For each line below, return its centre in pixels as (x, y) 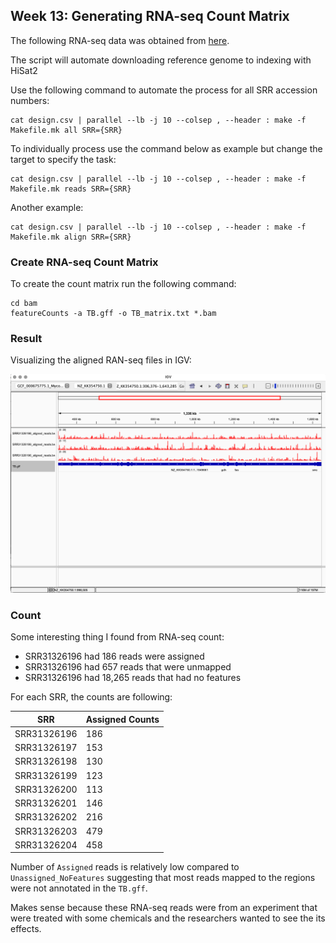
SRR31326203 (46, 831)
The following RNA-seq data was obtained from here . (120, 40)
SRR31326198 (46, 761)
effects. (26, 929)
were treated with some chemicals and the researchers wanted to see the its (168, 918)
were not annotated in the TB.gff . (79, 888)
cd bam (24, 304)
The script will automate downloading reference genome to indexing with (161, 60)
